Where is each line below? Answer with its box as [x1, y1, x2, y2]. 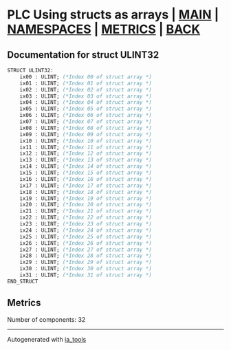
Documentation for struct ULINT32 [7, 49, 159, 61]
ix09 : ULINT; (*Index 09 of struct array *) [19, 131, 153, 138]
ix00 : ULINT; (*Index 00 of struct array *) [19, 73, 153, 80]
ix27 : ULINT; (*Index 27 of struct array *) [19, 246, 153, 253]
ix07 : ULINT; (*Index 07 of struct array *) [19, 118, 153, 125]
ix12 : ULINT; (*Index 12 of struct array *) [19, 150, 153, 157]
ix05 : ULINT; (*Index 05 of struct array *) [19, 105, 153, 113]
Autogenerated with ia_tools [7, 335, 87, 343]
